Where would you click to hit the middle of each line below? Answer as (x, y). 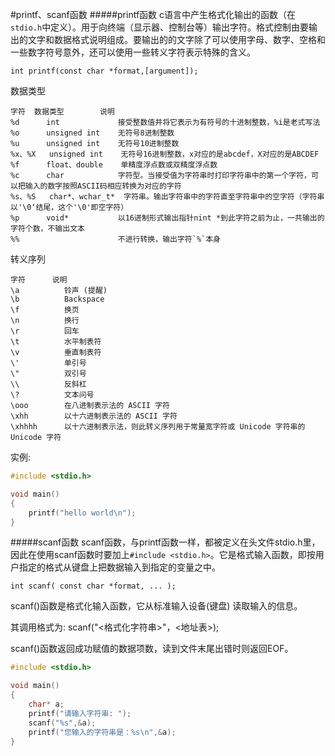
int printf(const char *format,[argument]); (104, 71)
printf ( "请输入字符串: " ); (80, 713)
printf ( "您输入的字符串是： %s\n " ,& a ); (102, 732)
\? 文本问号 (52, 395)
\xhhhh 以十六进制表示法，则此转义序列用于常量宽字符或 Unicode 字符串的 (158, 427)
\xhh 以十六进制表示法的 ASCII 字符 (94, 416)
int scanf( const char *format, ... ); (93, 586)
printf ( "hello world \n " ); (82, 513)
